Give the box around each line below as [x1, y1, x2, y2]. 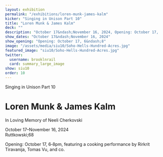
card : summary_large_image [9, 61, 65, 66]
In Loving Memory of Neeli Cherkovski [5, 117, 82, 123]
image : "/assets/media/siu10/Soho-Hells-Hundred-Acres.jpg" [5, 43, 131, 48]
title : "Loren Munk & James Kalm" [5, 20, 76, 26]
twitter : [5, 52, 23, 58]
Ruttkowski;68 [5, 132, 34, 137]
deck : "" [5, 25, 23, 30]
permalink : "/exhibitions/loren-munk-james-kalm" [5, 12, 109, 17]
